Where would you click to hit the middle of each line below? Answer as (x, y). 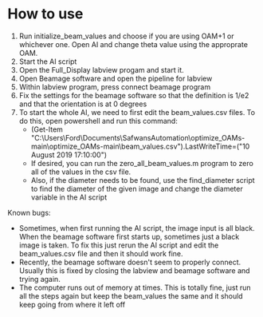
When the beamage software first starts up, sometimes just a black (129, 236)
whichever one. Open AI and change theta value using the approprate (133, 44)
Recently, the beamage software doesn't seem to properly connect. (130, 262)
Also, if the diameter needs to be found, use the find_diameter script (143, 180)
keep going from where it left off (72, 304)
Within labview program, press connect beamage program (115, 87)
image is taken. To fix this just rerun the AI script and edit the (119, 245)
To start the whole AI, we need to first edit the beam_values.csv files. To (137, 112)
